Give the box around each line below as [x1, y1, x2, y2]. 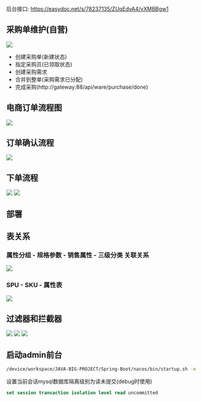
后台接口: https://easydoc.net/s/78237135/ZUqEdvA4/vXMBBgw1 [6, 5, 169, 12]
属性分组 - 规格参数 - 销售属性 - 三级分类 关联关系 [6, 251, 149, 259]
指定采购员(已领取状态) [15, 60, 73, 68]
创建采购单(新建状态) [15, 53, 68, 60]
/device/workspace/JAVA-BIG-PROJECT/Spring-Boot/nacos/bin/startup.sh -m [6, 366, 197, 373]
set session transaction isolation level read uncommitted [6, 390, 158, 396]
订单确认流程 [6, 138, 54, 148]
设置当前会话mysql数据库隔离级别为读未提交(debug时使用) [6, 378, 152, 385]
